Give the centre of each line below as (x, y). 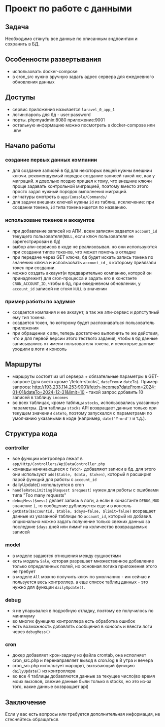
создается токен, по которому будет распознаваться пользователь (83, 323)
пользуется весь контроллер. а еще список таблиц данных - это (80, 582)
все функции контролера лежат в (47, 459)
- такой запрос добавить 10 (115, 392)
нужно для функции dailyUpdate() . (49, 587)
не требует (24, 571)
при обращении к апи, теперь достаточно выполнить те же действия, (85, 333)
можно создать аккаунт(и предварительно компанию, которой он (82, 273)
